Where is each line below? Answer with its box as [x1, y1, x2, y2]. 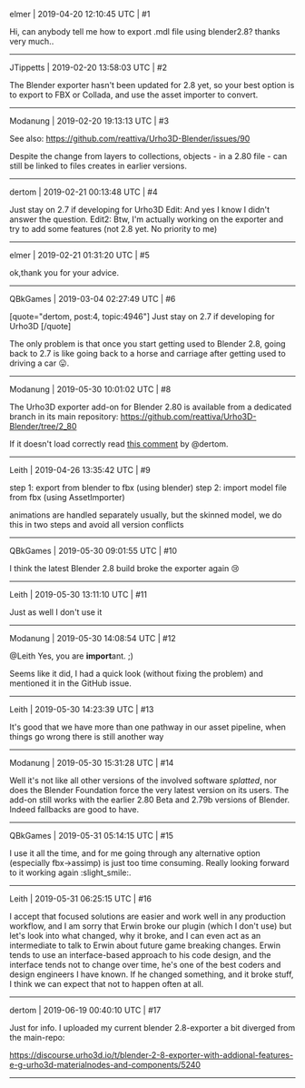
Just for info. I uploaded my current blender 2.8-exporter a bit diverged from [9, 1023, 296, 1033]
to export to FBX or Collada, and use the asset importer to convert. [9, 89, 259, 100]
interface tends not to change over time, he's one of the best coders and [9, 960, 281, 970]
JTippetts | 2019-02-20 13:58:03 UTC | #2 [9, 62, 168, 73]
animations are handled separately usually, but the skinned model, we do [9, 509, 282, 520]
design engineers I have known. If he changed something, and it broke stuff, [9, 969, 294, 980]
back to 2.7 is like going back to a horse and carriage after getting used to [9, 348, 286, 358]
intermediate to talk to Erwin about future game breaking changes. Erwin [9, 940, 281, 951]
